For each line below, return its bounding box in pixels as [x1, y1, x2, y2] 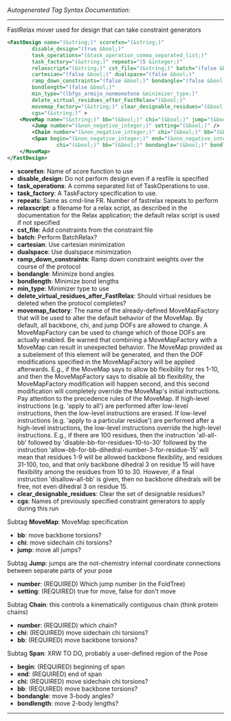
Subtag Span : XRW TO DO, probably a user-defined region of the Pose [7, 649, 208, 658]
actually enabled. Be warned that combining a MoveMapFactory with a [16, 335, 218, 344]
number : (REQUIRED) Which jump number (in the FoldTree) [16, 580, 186, 588]
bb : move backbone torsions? [16, 531, 102, 539]
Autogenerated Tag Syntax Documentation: [7, 6, 131, 14]
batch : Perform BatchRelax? [16, 233, 98, 241]
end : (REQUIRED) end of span [16, 669, 102, 678]
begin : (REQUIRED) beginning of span [16, 662, 125, 671]
